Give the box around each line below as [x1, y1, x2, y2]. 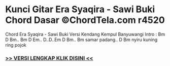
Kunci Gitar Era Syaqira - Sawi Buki [5, 4, 155, 15]
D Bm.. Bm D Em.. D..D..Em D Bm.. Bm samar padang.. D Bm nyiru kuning [5, 37, 158, 43]
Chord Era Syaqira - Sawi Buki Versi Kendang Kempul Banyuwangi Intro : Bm [5, 31, 165, 37]
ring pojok [5, 42, 27, 48]
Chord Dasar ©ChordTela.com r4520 [5, 14, 165, 26]
